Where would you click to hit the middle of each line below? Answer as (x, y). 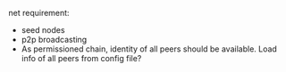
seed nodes (43, 30)
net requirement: (39, 13)
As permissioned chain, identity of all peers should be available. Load (149, 49)
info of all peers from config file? (81, 58)
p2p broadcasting (54, 40)
